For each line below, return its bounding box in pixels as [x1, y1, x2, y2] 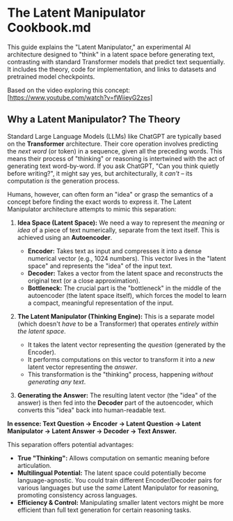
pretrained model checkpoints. [7, 72, 95, 81]
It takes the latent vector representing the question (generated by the [27, 340, 226, 349]
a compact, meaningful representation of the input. [27, 299, 174, 307]
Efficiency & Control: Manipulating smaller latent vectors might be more [17, 498, 224, 506]
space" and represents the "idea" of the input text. [27, 262, 172, 270]
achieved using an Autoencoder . [17, 233, 113, 241]
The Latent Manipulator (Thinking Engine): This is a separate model [17, 312, 215, 320]
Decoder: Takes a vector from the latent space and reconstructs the [27, 269, 223, 277]
